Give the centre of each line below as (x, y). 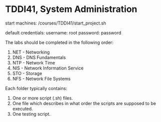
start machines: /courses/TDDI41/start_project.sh (56, 23)
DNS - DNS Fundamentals (39, 57)
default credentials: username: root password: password (63, 32)
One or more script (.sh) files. (43, 98)
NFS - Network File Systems (41, 78)
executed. (23, 108)
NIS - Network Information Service (48, 68)
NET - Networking (31, 52)
